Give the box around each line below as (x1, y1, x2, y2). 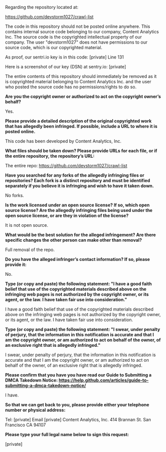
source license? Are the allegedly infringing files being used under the (5, 207, 153, 213)
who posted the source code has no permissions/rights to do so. (5, 84, 137, 90)
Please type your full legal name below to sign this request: (5, 432, 129, 437)
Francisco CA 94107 (5, 422, 46, 428)
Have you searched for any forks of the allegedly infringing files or (5, 172, 145, 178)
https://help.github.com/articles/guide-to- (58, 377, 149, 383)
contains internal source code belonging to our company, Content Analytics (5, 29, 159, 34)
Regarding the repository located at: (5, 4, 79, 10)
